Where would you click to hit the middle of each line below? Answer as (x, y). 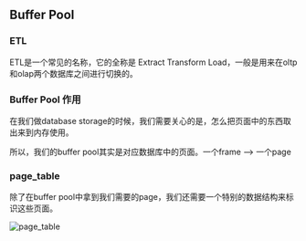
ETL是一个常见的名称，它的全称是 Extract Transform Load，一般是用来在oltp (153, 62)
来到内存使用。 (45, 132)
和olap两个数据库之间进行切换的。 (74, 73)
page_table (35, 175)
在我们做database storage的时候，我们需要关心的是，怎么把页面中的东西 (147, 120)
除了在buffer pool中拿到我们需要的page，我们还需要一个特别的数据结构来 (148, 197)
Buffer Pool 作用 (45, 100)
